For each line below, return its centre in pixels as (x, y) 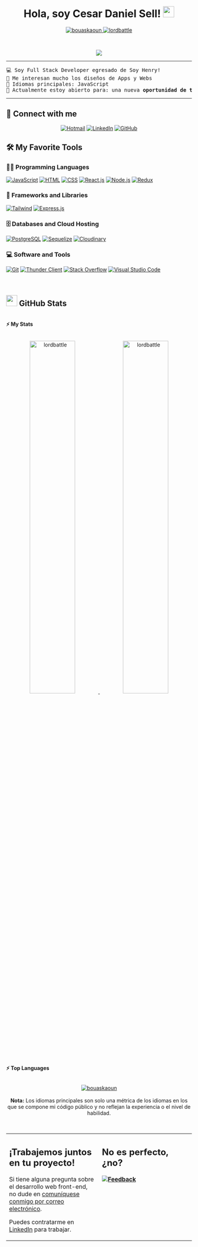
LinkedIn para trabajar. (40, 1229)
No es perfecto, (136, 1152)
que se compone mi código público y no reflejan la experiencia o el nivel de (99, 1107)
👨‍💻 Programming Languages (48, 167)
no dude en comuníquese (44, 1194)
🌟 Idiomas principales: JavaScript (57, 84)
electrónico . (26, 1209)
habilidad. (99, 1113)
